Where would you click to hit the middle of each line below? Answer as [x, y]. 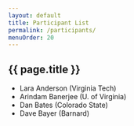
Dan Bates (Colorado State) [63, 105]
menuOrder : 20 [31, 37]
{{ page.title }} [44, 69]
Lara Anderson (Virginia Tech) [68, 88]
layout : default [34, 15]
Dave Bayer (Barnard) [54, 113]
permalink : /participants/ [52, 30]
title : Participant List [49, 23]
